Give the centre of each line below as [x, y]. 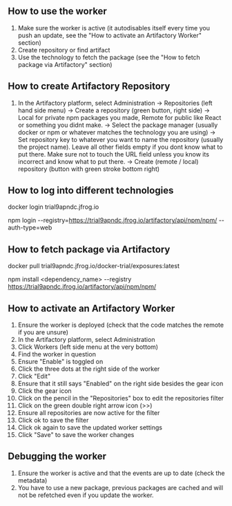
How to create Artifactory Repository [89, 87]
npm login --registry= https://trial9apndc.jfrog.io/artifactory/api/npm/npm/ [113, 221]
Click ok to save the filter [53, 421]
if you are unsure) [43, 332]
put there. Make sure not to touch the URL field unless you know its [114, 154]
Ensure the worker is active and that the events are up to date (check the [121, 473]
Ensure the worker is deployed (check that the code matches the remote [120, 325]
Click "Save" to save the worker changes [76, 435]
